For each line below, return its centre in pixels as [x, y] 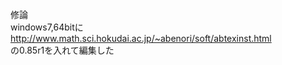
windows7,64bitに [47, 27]
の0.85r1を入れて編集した [62, 50]
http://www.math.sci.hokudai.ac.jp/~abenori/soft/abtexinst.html [141, 38]
